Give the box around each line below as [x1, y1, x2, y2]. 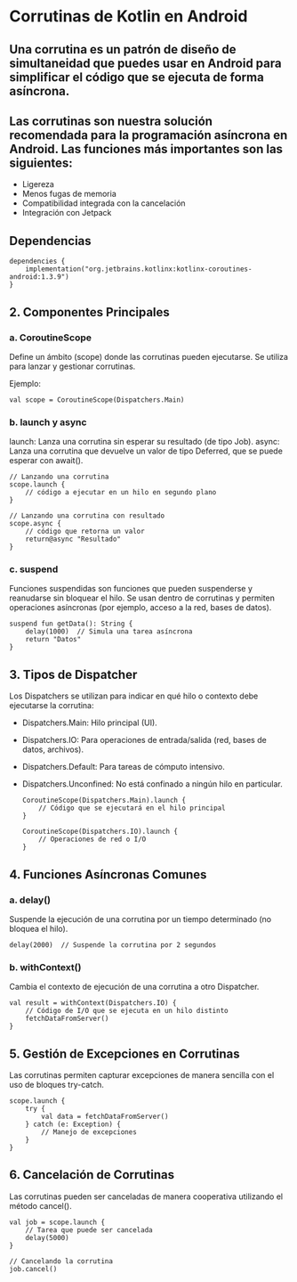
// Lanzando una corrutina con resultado [9, 511, 165, 520]
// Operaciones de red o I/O [38, 835, 147, 844]
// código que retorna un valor [25, 527, 145, 536]
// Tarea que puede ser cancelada [25, 1225, 153, 1235]
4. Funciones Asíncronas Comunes [9, 867, 207, 882]
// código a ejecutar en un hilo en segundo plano [25, 488, 217, 497]
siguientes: [9, 155, 73, 170]
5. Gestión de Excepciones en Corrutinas [9, 1046, 240, 1061]
